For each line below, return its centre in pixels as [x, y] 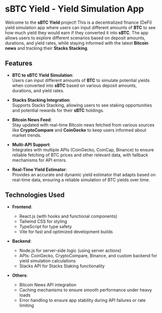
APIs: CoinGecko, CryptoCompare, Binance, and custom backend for [88, 255]
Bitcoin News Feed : [32, 119]
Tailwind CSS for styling [43, 221]
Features [19, 63]
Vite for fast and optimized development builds [66, 231]
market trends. [27, 135]
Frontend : [22, 207]
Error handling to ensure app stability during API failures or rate [82, 300]
